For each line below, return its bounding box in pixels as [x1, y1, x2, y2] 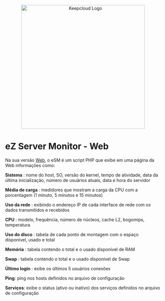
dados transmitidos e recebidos [5, 207, 70, 213]
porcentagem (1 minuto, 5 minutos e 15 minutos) [5, 192, 103, 198]
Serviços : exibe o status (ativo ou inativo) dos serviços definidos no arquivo [5, 285, 161, 291]
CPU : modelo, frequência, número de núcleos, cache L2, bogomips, [5, 216, 145, 223]
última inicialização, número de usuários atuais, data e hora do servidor [5, 177, 151, 183]
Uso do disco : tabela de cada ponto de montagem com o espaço [5, 231, 139, 238]
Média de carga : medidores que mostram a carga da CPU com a [5, 186, 138, 193]
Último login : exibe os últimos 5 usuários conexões [5, 265, 111, 271]
